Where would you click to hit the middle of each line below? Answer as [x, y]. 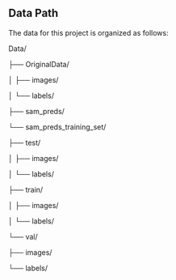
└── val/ [23, 236]
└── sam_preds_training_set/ [57, 127]
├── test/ [25, 142]
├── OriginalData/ [39, 64]
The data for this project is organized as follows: [88, 32]
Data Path [34, 13]
